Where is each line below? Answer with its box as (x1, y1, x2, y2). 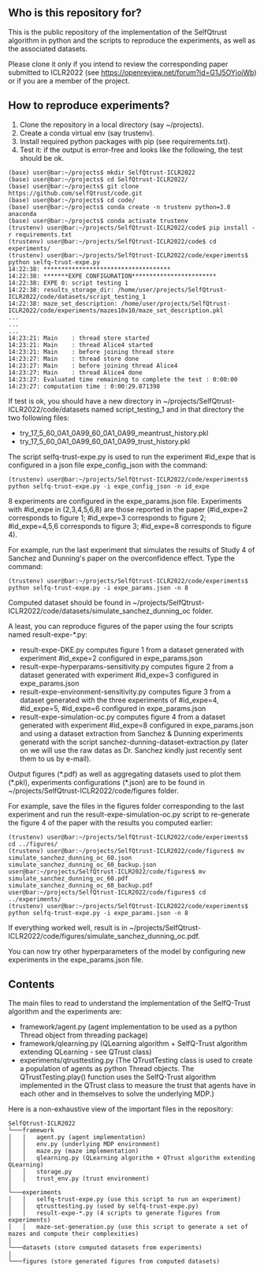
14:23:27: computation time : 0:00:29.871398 (8, 382, 160, 390)
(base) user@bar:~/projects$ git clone (8, 182, 139, 190)
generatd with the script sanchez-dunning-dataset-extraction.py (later (19, 737, 248, 746)
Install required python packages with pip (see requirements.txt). (19, 136, 230, 146)
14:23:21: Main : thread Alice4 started (8, 341, 154, 349)
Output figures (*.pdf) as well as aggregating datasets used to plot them (8, 769, 241, 779)
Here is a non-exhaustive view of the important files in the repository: (8, 1104, 234, 1114)
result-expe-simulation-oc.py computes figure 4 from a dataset (19, 712, 226, 721)
